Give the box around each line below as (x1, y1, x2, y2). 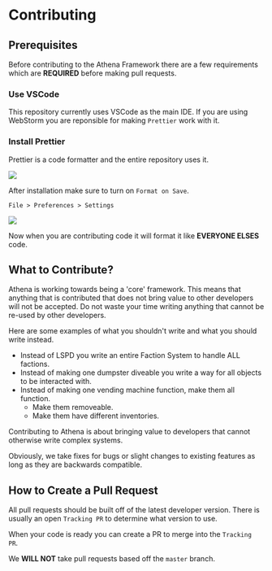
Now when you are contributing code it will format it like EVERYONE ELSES (8, 230, 260, 241)
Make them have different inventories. (32, 411, 160, 421)
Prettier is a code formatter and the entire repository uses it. (8, 155, 209, 164)
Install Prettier (8, 136, 66, 147)
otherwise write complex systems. (8, 435, 123, 445)
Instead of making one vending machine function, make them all (19, 385, 235, 395)
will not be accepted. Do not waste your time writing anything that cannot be (8, 302, 265, 312)
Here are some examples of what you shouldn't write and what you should (8, 326, 257, 336)
